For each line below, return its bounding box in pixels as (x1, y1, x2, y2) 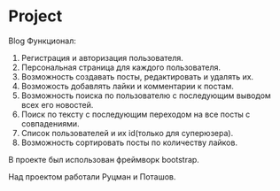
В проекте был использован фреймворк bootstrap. (8, 154, 200, 164)
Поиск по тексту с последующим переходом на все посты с (20, 109, 251, 119)
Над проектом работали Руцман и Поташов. (8, 171, 176, 182)
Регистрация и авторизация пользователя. (20, 52, 183, 63)
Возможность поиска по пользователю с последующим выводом (20, 90, 271, 101)
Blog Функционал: (8, 35, 76, 46)
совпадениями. (20, 118, 81, 129)
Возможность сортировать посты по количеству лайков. (20, 137, 238, 148)
